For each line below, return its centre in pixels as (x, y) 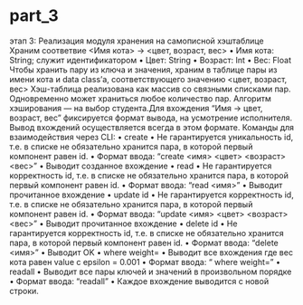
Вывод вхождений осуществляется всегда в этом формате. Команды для (152, 127)
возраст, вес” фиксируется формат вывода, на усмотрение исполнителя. (151, 118)
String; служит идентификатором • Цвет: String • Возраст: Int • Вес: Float (151, 60)
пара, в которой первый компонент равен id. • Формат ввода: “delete (144, 243)
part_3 (34, 16)
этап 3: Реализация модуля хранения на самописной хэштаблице (137, 41)
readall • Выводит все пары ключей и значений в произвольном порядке (151, 272)
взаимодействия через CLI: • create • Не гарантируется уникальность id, (151, 137)
